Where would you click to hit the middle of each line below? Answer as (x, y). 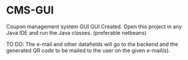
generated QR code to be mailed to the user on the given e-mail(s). (88, 50)
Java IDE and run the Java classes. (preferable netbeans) (76, 32)
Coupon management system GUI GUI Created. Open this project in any (94, 26)
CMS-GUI (30, 10)
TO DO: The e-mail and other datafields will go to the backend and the (92, 44)
